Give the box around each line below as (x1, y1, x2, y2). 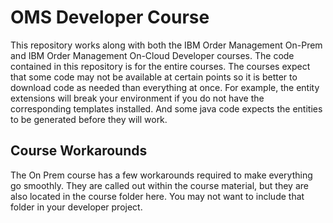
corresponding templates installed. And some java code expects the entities (10, 102, 323, 115)
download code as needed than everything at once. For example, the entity (10, 81, 320, 93)
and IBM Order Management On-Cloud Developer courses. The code (10, 49, 295, 61)
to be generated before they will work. (10, 113, 168, 125)
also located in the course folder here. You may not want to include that (10, 190, 305, 202)
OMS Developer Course (10, 6, 210, 29)
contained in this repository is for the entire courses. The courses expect (10, 60, 311, 72)
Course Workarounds (10, 142, 148, 160)
